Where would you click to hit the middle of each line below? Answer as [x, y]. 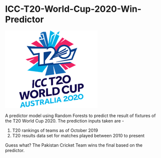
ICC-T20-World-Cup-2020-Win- [73, 9]
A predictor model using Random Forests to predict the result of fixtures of [80, 115]
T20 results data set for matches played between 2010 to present [78, 135]
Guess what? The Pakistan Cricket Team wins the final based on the [74, 145]
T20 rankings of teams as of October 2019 [55, 130]
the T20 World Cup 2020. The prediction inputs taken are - [65, 121]
